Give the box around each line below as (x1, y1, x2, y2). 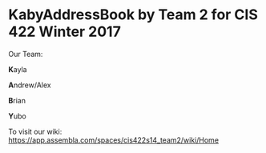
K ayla (8, 64, 27, 74)
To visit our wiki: (8, 127, 62, 136)
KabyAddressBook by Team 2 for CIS (8, 6, 259, 24)
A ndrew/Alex (8, 80, 51, 90)
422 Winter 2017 (8, 22, 122, 41)
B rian (8, 95, 26, 105)
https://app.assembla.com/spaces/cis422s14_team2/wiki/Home (8, 135, 219, 145)
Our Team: (8, 49, 43, 58)
